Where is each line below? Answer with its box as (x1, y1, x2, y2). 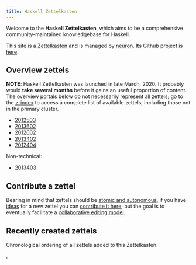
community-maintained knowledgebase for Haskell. (6, 30, 130, 38)
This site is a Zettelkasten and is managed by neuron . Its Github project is (6, 42, 183, 49)
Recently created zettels (6, 226, 97, 236)
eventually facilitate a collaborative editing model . (6, 209, 126, 216)
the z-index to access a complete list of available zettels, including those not (6, 99, 191, 106)
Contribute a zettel (6, 181, 76, 191)
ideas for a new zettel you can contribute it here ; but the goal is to (6, 203, 165, 210)
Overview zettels (6, 65, 70, 75)
